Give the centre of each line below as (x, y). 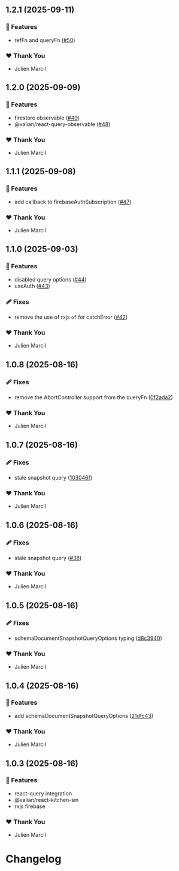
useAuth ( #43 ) (32, 286)
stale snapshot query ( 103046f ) (53, 477)
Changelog (34, 859)
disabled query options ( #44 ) (51, 279)
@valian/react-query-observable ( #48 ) (62, 124)
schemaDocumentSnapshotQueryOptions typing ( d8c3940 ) (88, 638)
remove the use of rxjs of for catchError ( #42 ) (71, 317)
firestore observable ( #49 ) (47, 118)
